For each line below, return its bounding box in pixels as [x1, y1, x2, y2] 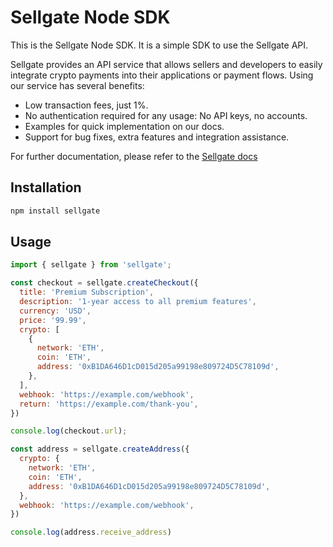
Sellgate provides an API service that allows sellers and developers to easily [10, 58, 323, 70]
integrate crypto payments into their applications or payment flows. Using [10, 69, 314, 81]
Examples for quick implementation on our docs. [24, 120, 225, 132]
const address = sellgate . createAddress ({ [10, 444, 190, 455]
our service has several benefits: [10, 79, 145, 91]
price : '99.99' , [19, 315, 87, 325]
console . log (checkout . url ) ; [10, 426, 128, 436]
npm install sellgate [10, 206, 101, 216]
